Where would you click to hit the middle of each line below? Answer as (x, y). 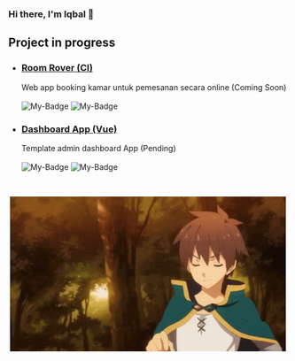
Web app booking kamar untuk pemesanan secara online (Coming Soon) (154, 87)
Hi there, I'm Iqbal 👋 (51, 14)
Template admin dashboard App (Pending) (98, 148)
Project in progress (62, 43)
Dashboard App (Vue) (69, 129)
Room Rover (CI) (57, 68)
